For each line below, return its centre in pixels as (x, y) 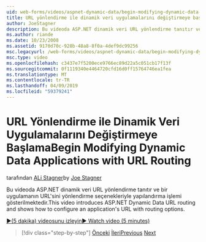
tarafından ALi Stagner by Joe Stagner (54, 177)
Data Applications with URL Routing (99, 161)
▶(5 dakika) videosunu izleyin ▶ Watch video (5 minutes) (78, 221)
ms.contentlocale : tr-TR (38, 80)
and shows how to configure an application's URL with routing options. (96, 209)
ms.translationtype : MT (37, 75)
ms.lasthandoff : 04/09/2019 (42, 86)
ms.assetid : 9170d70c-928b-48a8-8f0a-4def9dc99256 (72, 46)
